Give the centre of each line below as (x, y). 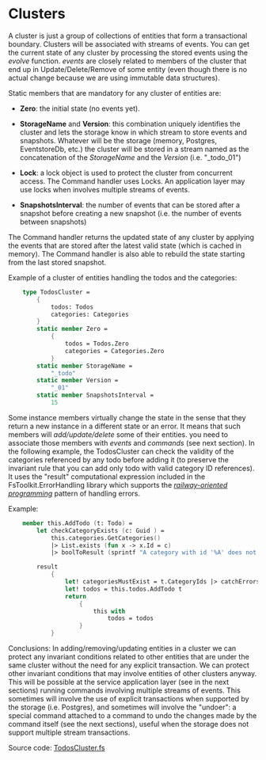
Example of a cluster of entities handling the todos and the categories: (123, 277)
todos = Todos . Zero (97, 344)
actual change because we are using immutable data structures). (114, 78)
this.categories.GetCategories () (105, 538)
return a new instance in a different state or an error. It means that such (125, 426)
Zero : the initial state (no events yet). (80, 108)
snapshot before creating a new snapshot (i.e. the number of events (131, 213)
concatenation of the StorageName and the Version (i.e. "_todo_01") (130, 157)
